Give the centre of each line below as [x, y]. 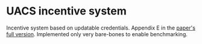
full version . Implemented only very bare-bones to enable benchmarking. [97, 34]
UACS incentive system [66, 11]
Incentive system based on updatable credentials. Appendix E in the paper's [101, 28]
